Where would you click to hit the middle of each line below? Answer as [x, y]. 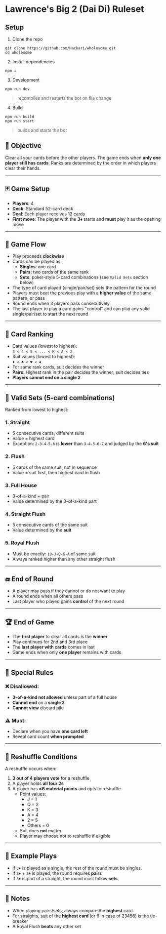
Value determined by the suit [42, 530]
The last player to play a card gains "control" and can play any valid [81, 309]
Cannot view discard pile [38, 708]
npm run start [20, 121]
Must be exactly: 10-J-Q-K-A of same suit [54, 554]
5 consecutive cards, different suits [48, 433]
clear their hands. [23, 168]
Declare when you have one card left [50, 731]
